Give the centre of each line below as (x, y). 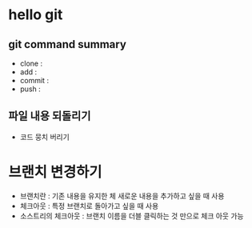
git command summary (67, 44)
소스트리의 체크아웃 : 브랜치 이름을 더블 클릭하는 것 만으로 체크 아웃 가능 (132, 216)
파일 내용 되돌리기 (50, 116)
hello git (36, 15)
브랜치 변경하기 (55, 172)
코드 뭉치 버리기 (44, 137)
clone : (31, 63)
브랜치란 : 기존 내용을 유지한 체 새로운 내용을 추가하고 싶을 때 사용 (122, 196)
